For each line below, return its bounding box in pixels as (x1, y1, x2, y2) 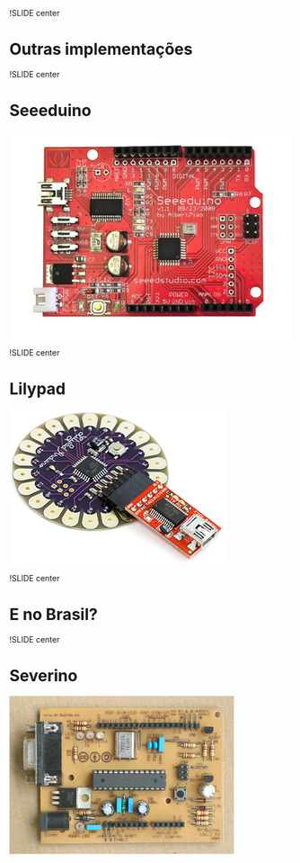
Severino (9, 666, 78, 687)
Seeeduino (9, 101, 92, 121)
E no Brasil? (9, 605, 99, 625)
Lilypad (9, 379, 66, 400)
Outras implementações (9, 40, 193, 59)
